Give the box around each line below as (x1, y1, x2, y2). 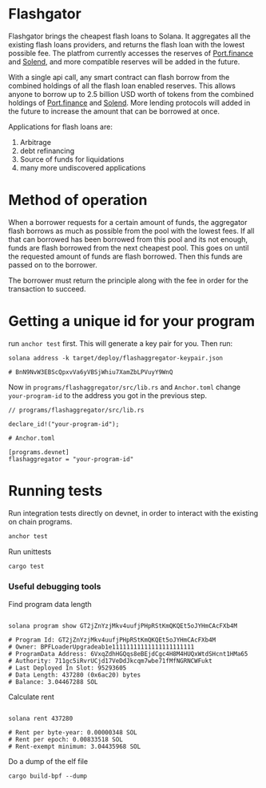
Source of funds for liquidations (19, 154, 125, 164)
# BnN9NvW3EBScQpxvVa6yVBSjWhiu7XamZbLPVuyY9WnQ (8, 368, 173, 376)
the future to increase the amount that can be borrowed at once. (8, 106, 220, 116)
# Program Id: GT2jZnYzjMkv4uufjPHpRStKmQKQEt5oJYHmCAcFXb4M (8, 636, 216, 644)
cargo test (8, 562, 45, 570)
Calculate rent (8, 692, 54, 702)
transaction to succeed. (8, 283, 86, 293)
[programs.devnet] (8, 448, 69, 456)
